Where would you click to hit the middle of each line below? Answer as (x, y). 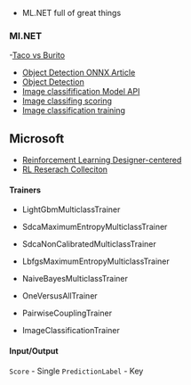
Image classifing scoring (67, 101)
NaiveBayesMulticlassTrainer (75, 279)
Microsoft (37, 139)
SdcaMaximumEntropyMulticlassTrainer (95, 227)
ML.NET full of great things (72, 13)
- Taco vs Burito (37, 55)
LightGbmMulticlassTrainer (71, 209)
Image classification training (74, 111)
